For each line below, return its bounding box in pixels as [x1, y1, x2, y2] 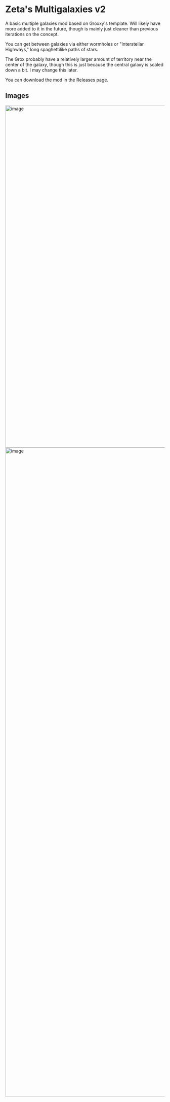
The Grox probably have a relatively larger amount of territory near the [5, 56, 152, 62]
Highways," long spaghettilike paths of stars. [5, 46, 99, 52]
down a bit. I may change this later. [5, 67, 78, 73]
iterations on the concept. [5, 31, 59, 37]
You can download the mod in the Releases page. [5, 77, 109, 83]
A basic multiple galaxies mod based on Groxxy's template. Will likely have [5, 20, 161, 26]
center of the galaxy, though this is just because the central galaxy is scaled [5, 61, 163, 67]
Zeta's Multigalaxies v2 [5, 4, 106, 15]
